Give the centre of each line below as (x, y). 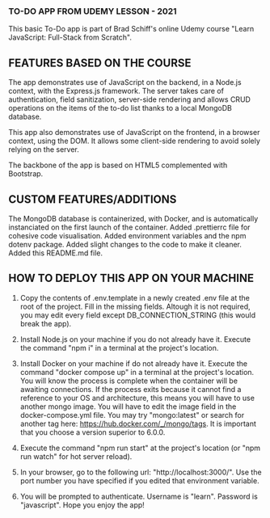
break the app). (46, 323)
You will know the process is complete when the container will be (129, 381)
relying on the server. (44, 150)
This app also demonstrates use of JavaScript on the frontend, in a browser (134, 133)
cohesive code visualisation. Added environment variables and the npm (127, 235)
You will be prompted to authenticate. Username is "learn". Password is (139, 496)
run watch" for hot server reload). (76, 456)
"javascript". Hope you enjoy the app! (82, 505)
